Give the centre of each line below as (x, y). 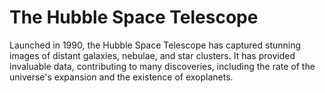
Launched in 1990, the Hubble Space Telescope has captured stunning (155, 45)
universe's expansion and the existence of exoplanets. (121, 77)
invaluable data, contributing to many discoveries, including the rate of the (162, 66)
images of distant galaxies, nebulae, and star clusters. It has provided (152, 55)
